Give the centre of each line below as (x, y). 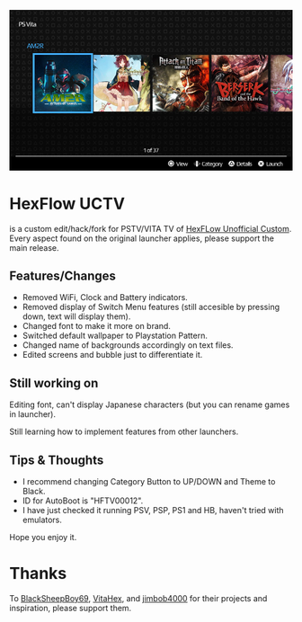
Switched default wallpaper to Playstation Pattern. (115, 336)
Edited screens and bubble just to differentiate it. (112, 355)
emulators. (42, 520)
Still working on (54, 383)
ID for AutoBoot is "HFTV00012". (83, 501)
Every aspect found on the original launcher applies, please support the (142, 238)
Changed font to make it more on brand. (96, 326)
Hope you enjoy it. (43, 537)
